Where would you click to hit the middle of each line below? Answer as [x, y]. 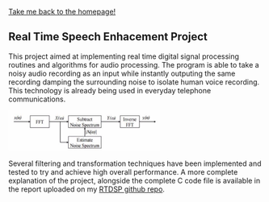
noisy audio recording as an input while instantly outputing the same [122, 73]
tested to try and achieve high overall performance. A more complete [123, 171]
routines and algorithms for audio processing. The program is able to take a [134, 64]
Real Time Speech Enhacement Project [108, 37]
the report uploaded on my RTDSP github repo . [87, 189]
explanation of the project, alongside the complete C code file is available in [134, 180]
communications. [37, 99]
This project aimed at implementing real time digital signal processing [124, 56]
